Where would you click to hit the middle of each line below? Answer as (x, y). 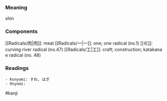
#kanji (12, 93)
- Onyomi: (16, 84)
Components (21, 32)
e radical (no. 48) (23, 55)
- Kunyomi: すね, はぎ (27, 79)
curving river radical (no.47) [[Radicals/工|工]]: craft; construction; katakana (84, 49)
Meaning (16, 8)
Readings (17, 68)
